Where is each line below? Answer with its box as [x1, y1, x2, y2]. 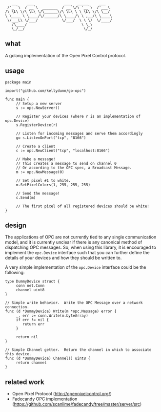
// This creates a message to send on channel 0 [16, 161, 117, 166]
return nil [16, 335, 38, 340]
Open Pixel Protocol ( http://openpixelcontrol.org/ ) [12, 391, 112, 397]
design [5, 221, 27, 230]
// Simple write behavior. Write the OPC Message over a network [5, 301, 143, 305]
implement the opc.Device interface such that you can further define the [5, 250, 150, 256]
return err [22, 322, 45, 327]
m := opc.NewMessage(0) [16, 170, 64, 174]
